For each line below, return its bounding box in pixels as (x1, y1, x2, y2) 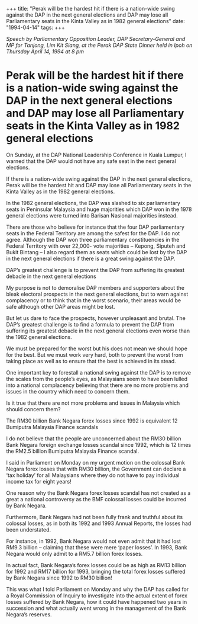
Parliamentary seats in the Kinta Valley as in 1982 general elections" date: (6, 18, 185, 24)
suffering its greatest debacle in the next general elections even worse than (6, 327, 190, 334)
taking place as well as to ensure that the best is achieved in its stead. (6, 357, 176, 364)
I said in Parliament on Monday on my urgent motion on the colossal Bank (6, 459, 185, 466)
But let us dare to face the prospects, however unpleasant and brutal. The (6, 314, 186, 322)
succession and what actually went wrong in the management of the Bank (6, 604, 186, 612)
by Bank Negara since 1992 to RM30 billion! (6, 574, 112, 581)
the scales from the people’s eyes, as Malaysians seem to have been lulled (6, 375, 188, 382)
